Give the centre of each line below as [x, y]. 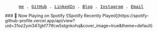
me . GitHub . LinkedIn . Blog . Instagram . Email [81, 7]
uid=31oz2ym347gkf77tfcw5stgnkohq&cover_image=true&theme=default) [79, 26]
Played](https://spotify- [125, 16]
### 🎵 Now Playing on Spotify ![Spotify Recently [53, 16]
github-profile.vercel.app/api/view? [40, 21]
